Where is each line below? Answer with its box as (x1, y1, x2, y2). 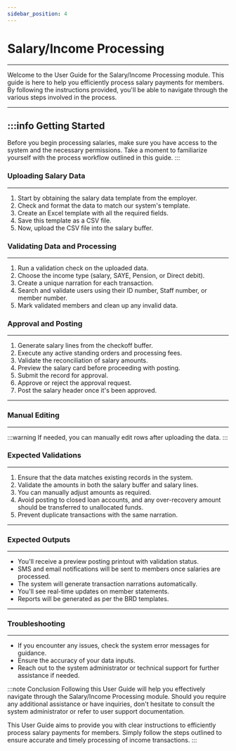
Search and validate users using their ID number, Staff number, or (17, 286, 207, 294)
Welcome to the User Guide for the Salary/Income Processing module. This (7, 70, 225, 79)
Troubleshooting (7, 619, 65, 629)
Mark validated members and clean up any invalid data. (17, 301, 178, 310)
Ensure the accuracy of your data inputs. (17, 656, 136, 665)
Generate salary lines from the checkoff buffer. (17, 341, 153, 350)
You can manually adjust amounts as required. (17, 488, 152, 496)
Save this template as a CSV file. (17, 216, 112, 225)
